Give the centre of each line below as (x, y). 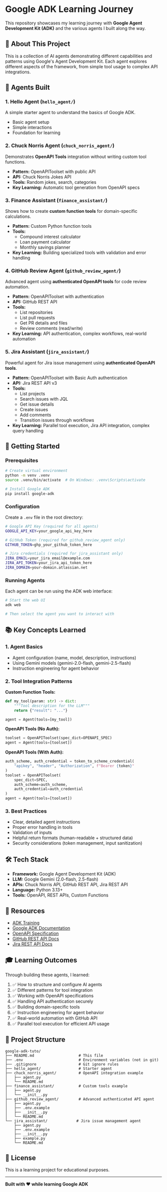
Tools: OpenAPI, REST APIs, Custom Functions (60, 895)
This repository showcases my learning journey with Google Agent (74, 23)
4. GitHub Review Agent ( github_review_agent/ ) (63, 271)
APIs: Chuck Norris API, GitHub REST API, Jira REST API (70, 885)
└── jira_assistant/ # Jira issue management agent (73, 1121)
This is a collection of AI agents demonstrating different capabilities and (79, 56)
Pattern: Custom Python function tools (52, 226)
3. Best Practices (26, 811)
